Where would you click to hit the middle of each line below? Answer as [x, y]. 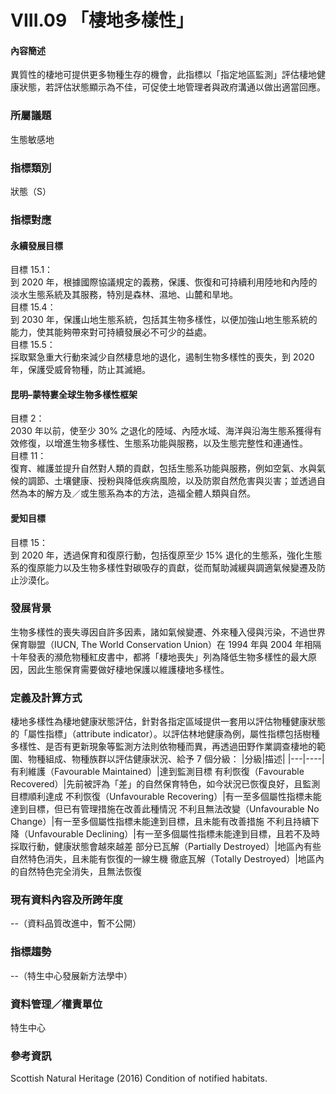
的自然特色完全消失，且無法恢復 [76, 872]
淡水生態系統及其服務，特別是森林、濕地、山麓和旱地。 [124, 295]
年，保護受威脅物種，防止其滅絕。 [80, 370]
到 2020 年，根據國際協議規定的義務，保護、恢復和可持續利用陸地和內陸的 [164, 282]
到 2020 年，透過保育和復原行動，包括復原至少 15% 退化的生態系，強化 [157, 555]
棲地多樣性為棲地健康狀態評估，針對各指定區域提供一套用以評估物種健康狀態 [168, 722]
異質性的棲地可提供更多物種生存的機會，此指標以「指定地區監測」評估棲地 [163, 75]
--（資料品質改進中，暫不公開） [76, 923]
